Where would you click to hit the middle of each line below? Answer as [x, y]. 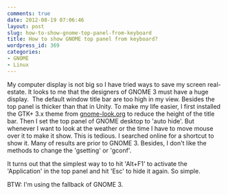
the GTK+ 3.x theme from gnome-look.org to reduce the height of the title [111, 114]
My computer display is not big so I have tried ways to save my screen [106, 84]
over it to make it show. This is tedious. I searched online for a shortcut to [111, 136]
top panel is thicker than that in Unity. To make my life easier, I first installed [114, 106]
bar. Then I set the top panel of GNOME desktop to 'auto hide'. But [101, 121]
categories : [24, 52]
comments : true [29, 13]
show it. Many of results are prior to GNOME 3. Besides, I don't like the [107, 143]
